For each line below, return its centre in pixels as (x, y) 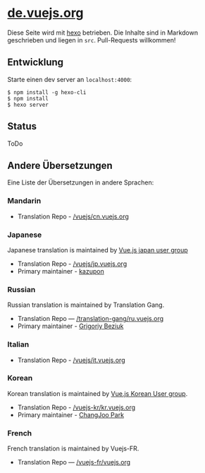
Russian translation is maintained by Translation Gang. (86, 305)
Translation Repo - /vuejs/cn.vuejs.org (73, 216)
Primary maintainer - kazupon (61, 271)
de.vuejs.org (45, 13)
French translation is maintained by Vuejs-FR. (73, 449)
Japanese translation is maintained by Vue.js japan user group (98, 250)
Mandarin (24, 201)
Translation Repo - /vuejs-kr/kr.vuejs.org (76, 407)
